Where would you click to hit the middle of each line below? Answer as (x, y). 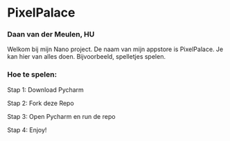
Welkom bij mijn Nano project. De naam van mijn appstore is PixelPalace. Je (115, 49)
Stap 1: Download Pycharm (46, 90)
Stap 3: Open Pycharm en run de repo (61, 116)
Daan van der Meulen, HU (51, 35)
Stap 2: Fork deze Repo (41, 103)
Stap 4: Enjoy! (27, 130)
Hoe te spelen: (32, 75)
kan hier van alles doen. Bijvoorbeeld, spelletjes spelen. (87, 57)
